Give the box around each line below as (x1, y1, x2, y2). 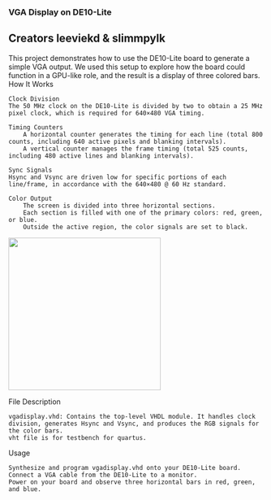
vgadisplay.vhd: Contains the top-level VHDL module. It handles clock (8, 412, 256, 420)
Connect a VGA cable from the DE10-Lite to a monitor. (8, 471, 198, 479)
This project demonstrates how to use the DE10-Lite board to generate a (8, 53, 250, 63)
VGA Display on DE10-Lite (8, 7, 112, 18)
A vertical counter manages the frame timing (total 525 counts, (23, 145, 249, 153)
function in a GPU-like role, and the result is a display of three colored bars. (8, 70, 260, 80)
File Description (8, 397, 61, 407)
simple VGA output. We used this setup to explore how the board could (8, 62, 246, 72)
